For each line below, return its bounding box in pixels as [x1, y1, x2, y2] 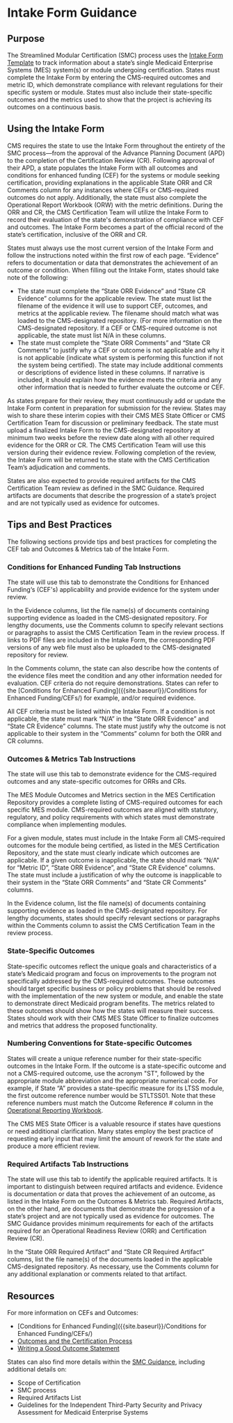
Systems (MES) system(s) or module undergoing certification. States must [7, 66, 220, 74]
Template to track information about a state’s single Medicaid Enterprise [7, 58, 214, 67]
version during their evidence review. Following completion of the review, [7, 448, 217, 457]
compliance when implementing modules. [7, 820, 127, 829]
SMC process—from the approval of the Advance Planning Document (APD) [7, 148, 225, 157]
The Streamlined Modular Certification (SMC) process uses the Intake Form [7, 51, 224, 59]
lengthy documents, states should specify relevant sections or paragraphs [7, 914, 220, 922]
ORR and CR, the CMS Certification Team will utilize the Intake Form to [7, 207, 209, 217]
